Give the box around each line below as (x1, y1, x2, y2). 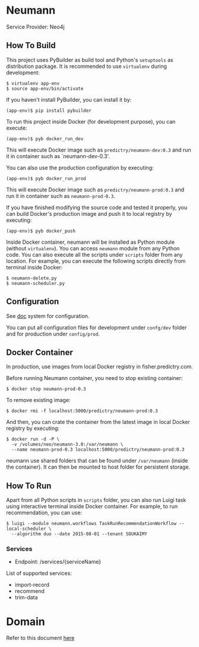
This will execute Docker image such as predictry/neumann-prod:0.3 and (6, 186, 185, 193)
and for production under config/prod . (6, 330, 100, 337)
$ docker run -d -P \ (6, 436, 60, 442)
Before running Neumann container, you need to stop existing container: (6, 375, 183, 382)
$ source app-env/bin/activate (6, 86, 84, 92)
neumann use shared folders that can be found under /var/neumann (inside (6, 457, 188, 464)
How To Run (6, 480, 52, 491)
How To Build (6, 40, 56, 51)
